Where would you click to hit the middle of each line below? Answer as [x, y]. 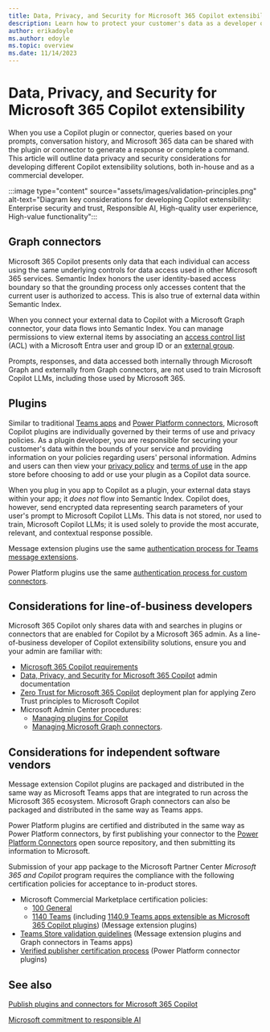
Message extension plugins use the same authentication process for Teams [133, 548]
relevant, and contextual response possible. [81, 533]
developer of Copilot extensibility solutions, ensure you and [148, 643]
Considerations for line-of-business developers [131, 606]
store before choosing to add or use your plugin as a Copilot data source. [130, 474]
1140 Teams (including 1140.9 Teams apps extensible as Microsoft [141, 917]
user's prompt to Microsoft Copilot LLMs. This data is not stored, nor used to [135, 516]
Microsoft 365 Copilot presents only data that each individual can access [129, 261]
